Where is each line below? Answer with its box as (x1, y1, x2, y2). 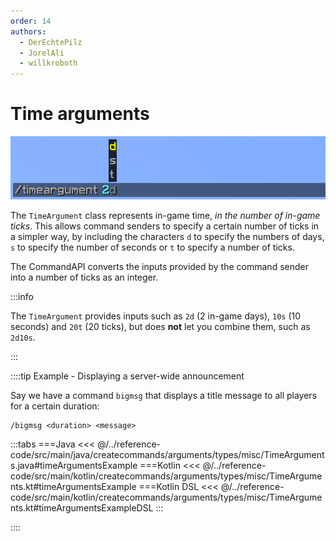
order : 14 (10, 16, 52, 26)
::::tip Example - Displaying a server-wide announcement (10, 370, 245, 382)
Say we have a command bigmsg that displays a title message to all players (10, 390, 318, 402)
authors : (10, 26, 47, 37)
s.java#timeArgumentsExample (10, 460, 138, 472)
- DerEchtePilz (19, 37, 83, 47)
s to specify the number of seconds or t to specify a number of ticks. (10, 241, 295, 254)
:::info (10, 291, 34, 303)
